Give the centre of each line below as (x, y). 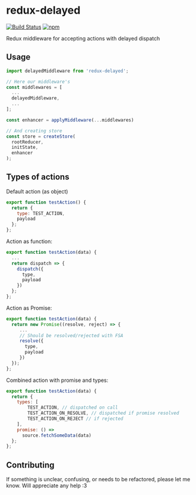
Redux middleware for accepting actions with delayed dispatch (83, 38)
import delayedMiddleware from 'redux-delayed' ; (67, 71)
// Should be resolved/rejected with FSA (71, 335)
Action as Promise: (29, 308)
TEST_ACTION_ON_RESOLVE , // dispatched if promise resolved (103, 413)
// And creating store (34, 131)
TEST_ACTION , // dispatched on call (73, 408)
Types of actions (38, 177)
